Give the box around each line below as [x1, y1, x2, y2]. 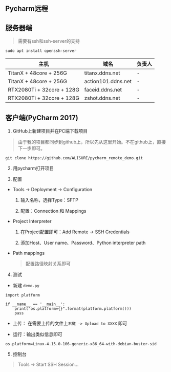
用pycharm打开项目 [12, 165, 54, 172]
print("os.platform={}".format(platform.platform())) [14, 306, 132, 311]
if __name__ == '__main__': [5, 302, 66, 307]
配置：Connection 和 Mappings [20, 208, 87, 214]
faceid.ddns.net [84, 86, 122, 94]
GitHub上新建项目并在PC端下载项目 [12, 128, 88, 134]
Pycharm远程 [5, 4, 49, 13]
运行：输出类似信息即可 [12, 331, 62, 338]
